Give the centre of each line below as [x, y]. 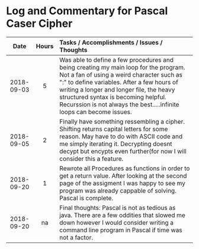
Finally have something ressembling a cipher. [122, 121]
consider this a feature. [91, 159]
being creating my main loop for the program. [122, 67]
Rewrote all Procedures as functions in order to [124, 168]
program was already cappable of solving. [118, 190]
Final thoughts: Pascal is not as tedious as [117, 207]
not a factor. [76, 237]
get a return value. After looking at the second [123, 175]
